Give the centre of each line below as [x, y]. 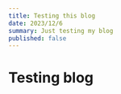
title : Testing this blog [52, 16]
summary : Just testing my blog [61, 31]
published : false [38, 38]
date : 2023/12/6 [35, 23]
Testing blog [51, 78]
